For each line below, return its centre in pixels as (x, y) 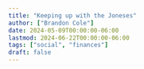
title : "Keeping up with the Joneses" (72, 15)
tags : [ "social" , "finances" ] (58, 45)
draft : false (30, 52)
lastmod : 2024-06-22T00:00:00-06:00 (69, 38)
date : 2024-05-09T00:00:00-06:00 (64, 30)
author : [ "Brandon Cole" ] (51, 23)
